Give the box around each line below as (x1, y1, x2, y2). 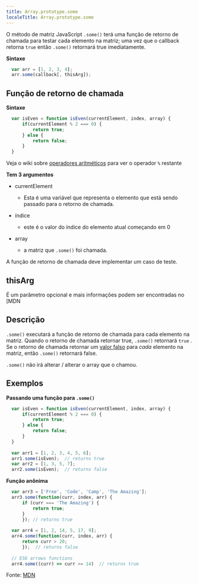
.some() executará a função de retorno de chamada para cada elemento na (6, 330, 190, 338)
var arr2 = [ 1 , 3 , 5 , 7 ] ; (11, 461, 76, 467)
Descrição (6, 315, 45, 325)
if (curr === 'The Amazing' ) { (21, 499, 100, 506)
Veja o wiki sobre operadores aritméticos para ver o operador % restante (6, 160, 182, 167)
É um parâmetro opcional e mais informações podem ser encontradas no (6, 291, 185, 298)
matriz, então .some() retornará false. (6, 349, 98, 357)
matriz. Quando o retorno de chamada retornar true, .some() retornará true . (6, 337, 193, 344)
